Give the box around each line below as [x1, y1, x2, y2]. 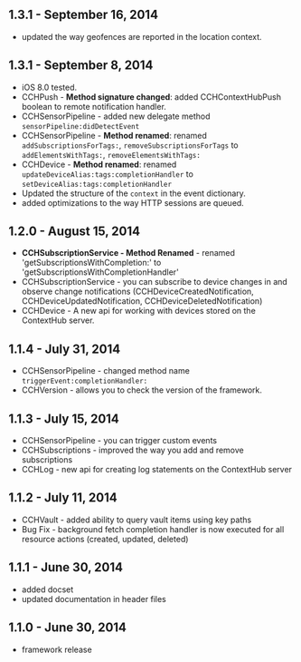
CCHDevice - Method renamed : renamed [21, 159, 177, 170]
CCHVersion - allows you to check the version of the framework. [21, 385, 263, 395]
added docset [21, 584, 74, 595]
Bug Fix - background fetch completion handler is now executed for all [21, 523, 285, 534]
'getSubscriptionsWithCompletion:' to [21, 258, 162, 268]
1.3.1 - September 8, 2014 [8, 58, 154, 73]
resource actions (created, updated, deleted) [21, 533, 189, 544]
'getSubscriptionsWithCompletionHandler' [21, 267, 180, 277]
